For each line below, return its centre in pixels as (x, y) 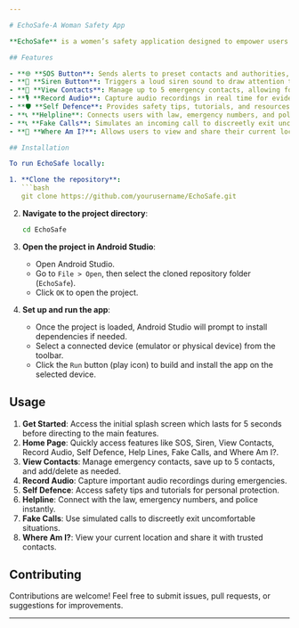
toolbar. (49, 355)
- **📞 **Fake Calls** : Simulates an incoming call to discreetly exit (142, 123)
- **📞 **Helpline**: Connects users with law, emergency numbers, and (142, 115)
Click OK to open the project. (87, 292)
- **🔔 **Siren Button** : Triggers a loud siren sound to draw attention (147, 82)
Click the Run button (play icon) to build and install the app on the (154, 364)
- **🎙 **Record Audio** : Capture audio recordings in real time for (139, 99)
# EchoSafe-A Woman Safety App (67, 25)
